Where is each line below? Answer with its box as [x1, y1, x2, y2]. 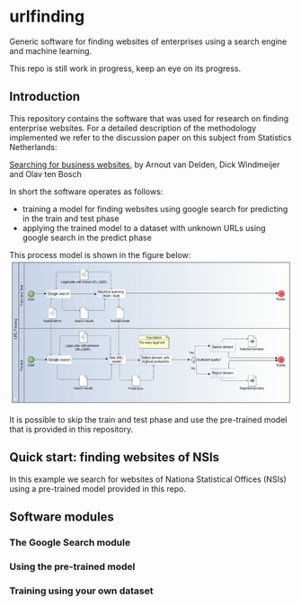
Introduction [9, 89, 81, 104]
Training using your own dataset [9, 584, 154, 597]
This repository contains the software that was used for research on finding [9, 112, 289, 123]
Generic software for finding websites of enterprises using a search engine [9, 36, 288, 47]
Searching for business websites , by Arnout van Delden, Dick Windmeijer [9, 159, 280, 170]
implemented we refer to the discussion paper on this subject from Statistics [9, 132, 292, 143]
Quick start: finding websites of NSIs [9, 450, 220, 465]
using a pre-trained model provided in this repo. [9, 483, 187, 494]
